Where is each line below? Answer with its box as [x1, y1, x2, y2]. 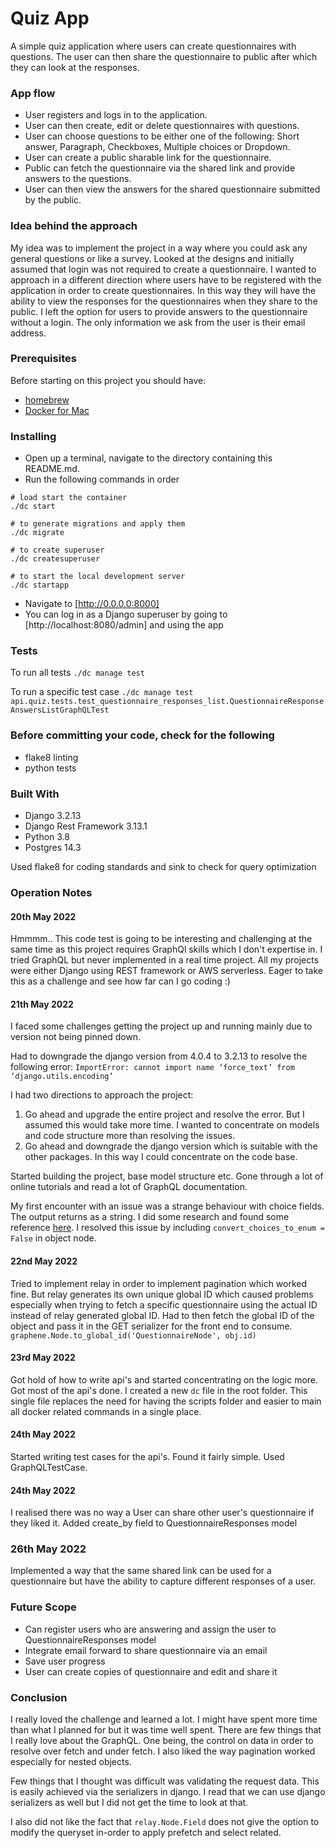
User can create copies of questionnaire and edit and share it [24, 1665, 278, 1677]
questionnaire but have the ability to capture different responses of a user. [10, 1575, 317, 1587]
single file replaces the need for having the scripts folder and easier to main [10, 1395, 322, 1407]
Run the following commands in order [24, 473, 180, 486]
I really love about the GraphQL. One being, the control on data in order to [10, 1735, 314, 1747]
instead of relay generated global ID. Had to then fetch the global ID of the [10, 1309, 315, 1321]
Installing [10, 429, 57, 443]
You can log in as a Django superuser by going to [24, 608, 228, 621]
